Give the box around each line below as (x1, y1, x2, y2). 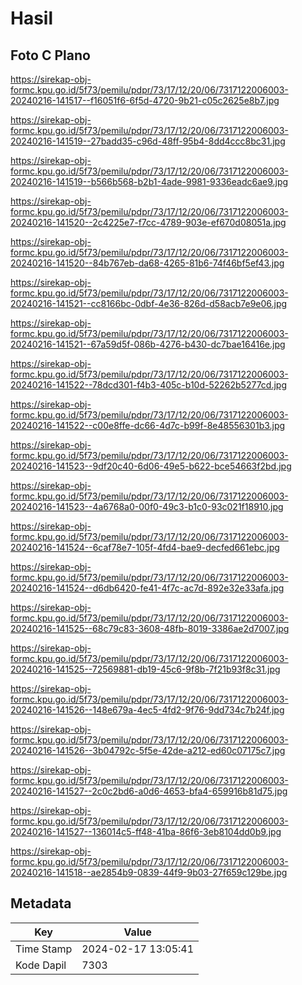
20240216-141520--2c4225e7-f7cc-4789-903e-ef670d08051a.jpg (10, 217, 287, 228)
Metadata (10, 895, 72, 912)
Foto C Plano (10, 47, 91, 64)
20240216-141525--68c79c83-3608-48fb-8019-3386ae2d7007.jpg (10, 623, 290, 634)
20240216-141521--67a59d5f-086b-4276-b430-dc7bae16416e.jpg (10, 338, 286, 350)
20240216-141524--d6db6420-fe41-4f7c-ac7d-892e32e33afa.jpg (10, 582, 285, 594)
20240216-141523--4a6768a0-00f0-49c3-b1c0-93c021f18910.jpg (10, 501, 284, 512)
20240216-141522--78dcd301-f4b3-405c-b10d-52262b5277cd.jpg (10, 379, 288, 391)
